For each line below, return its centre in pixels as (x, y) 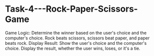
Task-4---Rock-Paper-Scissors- (71, 9)
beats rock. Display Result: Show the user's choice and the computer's (76, 43)
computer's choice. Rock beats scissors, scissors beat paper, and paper (77, 38)
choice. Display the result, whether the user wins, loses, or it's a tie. (73, 48)
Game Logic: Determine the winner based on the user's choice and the (76, 33)
